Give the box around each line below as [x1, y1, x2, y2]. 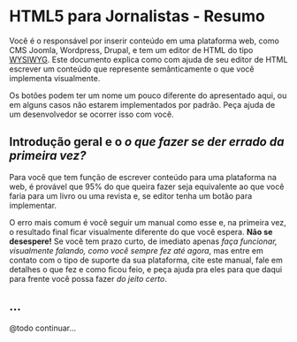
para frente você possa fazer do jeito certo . [9, 273, 168, 284]
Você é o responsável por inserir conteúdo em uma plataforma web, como [9, 35, 280, 46]
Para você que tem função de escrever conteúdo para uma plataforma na [9, 171, 277, 182]
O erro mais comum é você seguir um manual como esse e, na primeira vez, [9, 217, 286, 227]
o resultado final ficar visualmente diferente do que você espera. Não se [9, 226, 273, 237]
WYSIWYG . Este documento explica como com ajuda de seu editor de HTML [9, 54, 288, 65]
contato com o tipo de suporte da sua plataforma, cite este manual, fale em [9, 255, 283, 265]
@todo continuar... [9, 323, 77, 333]
